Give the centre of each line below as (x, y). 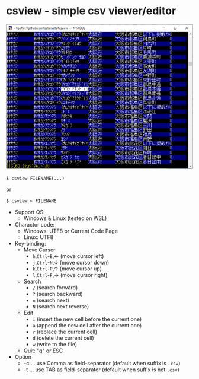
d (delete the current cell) (63, 338)
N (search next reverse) (61, 307)
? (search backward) (57, 294)
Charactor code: (35, 225)
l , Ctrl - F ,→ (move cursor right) (70, 275)
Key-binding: (30, 244)
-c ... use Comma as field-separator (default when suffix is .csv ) (102, 364)
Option (23, 357)
